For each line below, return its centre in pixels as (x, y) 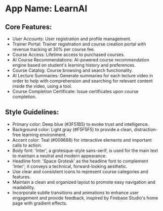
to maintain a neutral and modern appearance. (60, 156)
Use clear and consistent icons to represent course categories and (80, 171)
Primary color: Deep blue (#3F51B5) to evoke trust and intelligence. (81, 124)
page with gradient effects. (40, 203)
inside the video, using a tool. (42, 86)
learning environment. (44, 135)
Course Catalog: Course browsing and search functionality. (73, 70)
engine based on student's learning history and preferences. (74, 65)
